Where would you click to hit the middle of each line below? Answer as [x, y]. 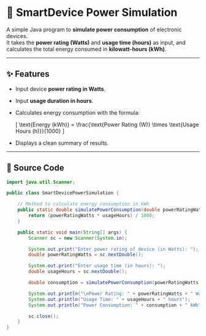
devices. [17, 36]
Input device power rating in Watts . [60, 89]
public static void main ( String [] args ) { [72, 232]
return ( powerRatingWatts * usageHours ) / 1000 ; [92, 216]
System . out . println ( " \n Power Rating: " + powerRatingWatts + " [111, 294]
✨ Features [28, 74]
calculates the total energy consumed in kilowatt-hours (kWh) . [86, 49]
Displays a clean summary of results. [62, 143]
